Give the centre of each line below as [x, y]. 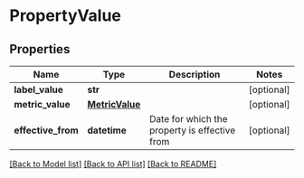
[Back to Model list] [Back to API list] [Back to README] [113, 164]
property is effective [192, 130]
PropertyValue [66, 16]
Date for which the [188, 119]
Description [195, 75]
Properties [40, 49]
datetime [107, 130]
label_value [38, 89]
